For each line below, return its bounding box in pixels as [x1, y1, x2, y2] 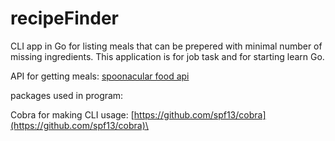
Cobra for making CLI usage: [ [10, 108, 135, 121]
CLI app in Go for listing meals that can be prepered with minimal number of [10, 40, 323, 52]
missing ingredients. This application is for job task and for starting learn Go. [10, 50, 325, 62]
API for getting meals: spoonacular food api [10, 70, 190, 82]
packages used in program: [10, 89, 124, 101]
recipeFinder [10, 7, 119, 30]
